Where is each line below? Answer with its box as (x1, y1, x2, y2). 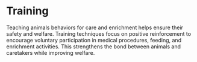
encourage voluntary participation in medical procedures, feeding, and (6, 36, 182, 44)
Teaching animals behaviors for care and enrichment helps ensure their (6, 24, 184, 31)
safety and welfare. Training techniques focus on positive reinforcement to (6, 30, 192, 37)
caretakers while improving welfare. (6, 49, 95, 56)
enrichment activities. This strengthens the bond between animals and (6, 43, 181, 50)
